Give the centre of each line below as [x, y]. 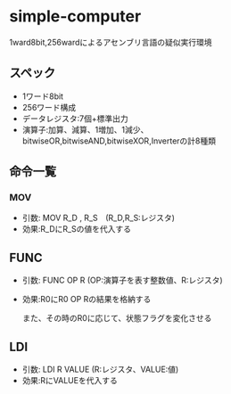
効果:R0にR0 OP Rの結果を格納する [87, 300]
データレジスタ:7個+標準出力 [75, 119]
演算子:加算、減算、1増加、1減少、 [85, 129]
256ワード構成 [49, 107]
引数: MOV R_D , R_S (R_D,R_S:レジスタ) [99, 218]
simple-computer [75, 16]
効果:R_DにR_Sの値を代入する [77, 229]
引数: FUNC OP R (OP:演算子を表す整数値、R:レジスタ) [122, 280]
